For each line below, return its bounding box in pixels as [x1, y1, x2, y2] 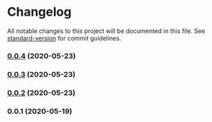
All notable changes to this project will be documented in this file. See [7, 27, 206, 35]
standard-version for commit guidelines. [7, 34, 122, 42]
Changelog [7, 4, 72, 20]
